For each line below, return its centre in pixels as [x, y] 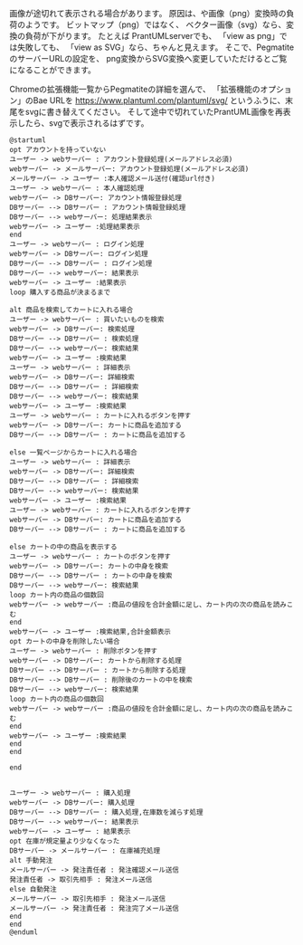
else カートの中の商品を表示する [63, 547]
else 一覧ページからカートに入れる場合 [73, 453]
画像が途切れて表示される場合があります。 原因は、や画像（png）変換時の [148, 13]
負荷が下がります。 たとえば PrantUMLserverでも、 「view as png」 [152, 36]
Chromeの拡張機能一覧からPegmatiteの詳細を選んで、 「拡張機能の [135, 89]
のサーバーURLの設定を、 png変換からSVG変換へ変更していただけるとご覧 [148, 58]
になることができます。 [53, 70]
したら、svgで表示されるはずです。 [83, 123]
